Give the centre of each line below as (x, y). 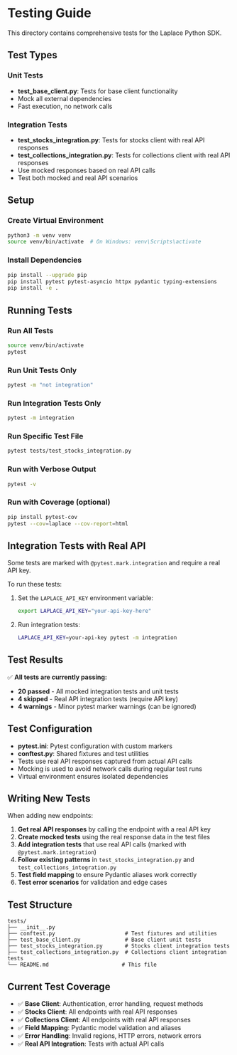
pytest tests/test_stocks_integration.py (70, 451)
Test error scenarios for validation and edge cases (92, 882)
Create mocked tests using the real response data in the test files (114, 837)
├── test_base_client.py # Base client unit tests (104, 940)
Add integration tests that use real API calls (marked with (102, 844)
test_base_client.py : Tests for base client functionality (98, 91)
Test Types (33, 55)
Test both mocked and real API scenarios (78, 178)
